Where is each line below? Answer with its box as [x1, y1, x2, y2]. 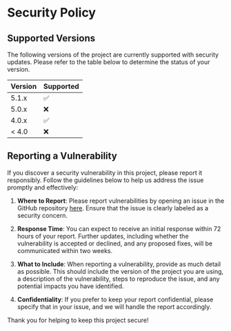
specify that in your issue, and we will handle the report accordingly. [17, 302, 212, 311]
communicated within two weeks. [17, 246, 113, 254]
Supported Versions [7, 32, 95, 44]
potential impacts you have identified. [17, 281, 124, 290]
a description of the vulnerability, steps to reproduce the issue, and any [17, 274, 220, 283]
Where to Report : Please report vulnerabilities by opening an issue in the [17, 197, 225, 205]
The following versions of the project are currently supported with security [7, 50, 219, 59]
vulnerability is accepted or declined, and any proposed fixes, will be [17, 239, 212, 248]
